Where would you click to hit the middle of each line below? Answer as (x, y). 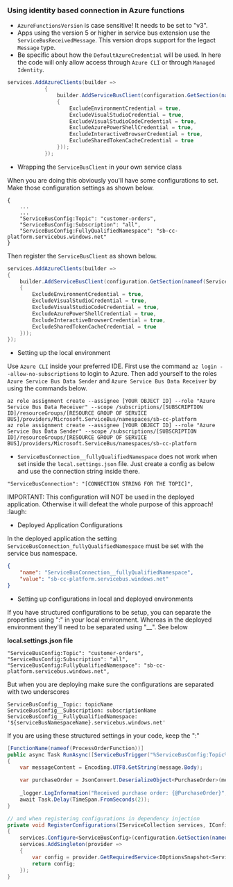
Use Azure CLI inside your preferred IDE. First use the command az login (112, 366)
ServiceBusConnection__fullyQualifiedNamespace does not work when (117, 456)
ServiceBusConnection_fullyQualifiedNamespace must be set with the (105, 546)
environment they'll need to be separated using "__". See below (98, 627)
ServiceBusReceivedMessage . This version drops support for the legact (116, 40)
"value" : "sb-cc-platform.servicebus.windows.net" (94, 579)
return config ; (54, 863)
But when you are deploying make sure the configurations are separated (111, 684)
